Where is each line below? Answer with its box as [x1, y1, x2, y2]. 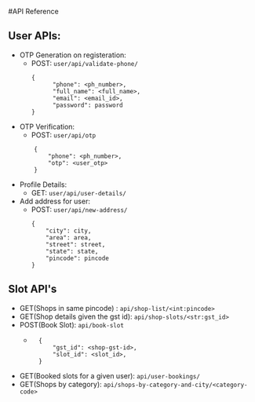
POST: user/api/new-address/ [31, 204, 128, 214]
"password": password [52, 101, 123, 109]
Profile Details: [19, 180, 67, 189]
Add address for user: [19, 196, 90, 206]
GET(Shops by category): [19, 379, 102, 389]
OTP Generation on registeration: [19, 50, 127, 60]
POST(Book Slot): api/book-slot [19, 320, 124, 329]
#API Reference [8, 7, 59, 16]
